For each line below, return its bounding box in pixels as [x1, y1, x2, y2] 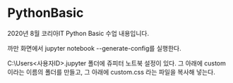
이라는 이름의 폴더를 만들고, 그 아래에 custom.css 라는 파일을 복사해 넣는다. [7, 68, 215, 76]
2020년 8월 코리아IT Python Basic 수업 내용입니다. [7, 29, 150, 37]
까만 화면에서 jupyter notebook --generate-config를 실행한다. [7, 44, 181, 52]
